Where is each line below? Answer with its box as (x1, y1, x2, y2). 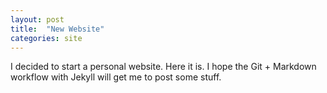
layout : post (10, 14, 65, 25)
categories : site (10, 33, 83, 43)
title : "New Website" (10, 24, 105, 34)
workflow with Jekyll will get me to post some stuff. (10, 71, 222, 83)
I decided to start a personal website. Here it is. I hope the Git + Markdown (10, 61, 317, 73)
